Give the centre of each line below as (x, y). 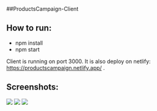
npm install (29, 43)
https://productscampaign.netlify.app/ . (56, 67)
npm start (27, 49)
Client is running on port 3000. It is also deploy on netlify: (78, 61)
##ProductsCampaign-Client (42, 9)
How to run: (29, 28)
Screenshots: (33, 87)
